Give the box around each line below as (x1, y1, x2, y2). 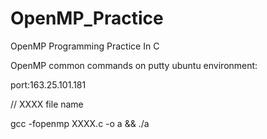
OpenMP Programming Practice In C (10, 40, 160, 52)
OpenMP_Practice (10, 7, 164, 30)
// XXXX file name (10, 98, 84, 110)
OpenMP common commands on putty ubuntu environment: (10, 59, 258, 71)
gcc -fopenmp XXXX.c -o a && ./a (10, 117, 150, 129)
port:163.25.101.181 (10, 78, 87, 91)
